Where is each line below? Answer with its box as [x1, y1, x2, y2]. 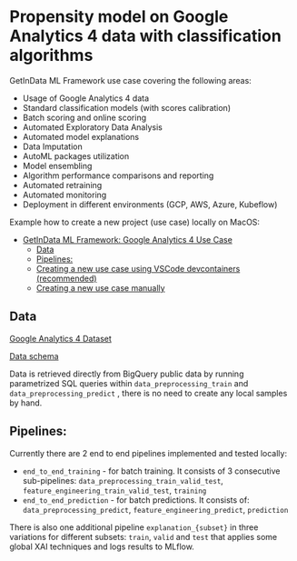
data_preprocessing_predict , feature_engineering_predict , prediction [22, 504, 289, 515]
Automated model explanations [22, 131, 140, 142]
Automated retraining [22, 179, 103, 190]
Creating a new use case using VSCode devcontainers [35, 263, 241, 274]
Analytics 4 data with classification [9, 25, 282, 46]
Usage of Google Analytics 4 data [22, 93, 150, 104]
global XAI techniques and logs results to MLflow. [9, 541, 195, 552]
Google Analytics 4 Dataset [9, 333, 112, 344]
